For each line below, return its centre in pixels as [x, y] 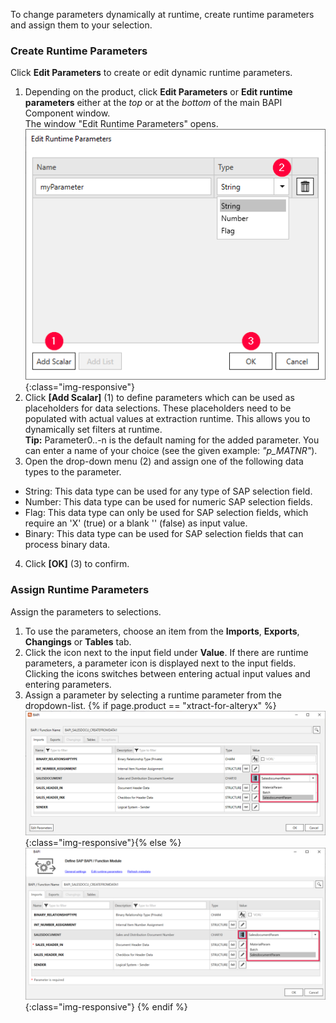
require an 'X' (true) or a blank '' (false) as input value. [136, 523]
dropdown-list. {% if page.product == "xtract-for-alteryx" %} [150, 705]
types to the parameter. [73, 472]
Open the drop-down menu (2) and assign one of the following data [164, 461]
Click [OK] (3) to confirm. [77, 564]
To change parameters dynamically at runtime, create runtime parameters [162, 14]
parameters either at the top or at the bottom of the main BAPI [153, 103]
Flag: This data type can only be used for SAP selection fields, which [166, 513]
